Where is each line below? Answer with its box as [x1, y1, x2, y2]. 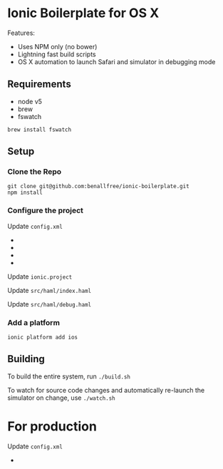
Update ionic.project [7, 272, 73, 281]
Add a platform [7, 317, 61, 327]
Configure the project [7, 205, 84, 215]
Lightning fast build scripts [17, 50, 96, 58]
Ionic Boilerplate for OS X [7, 5, 160, 21]
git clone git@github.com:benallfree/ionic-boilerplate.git [7, 183, 190, 190]
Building [7, 353, 45, 365]
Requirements [7, 78, 71, 91]
